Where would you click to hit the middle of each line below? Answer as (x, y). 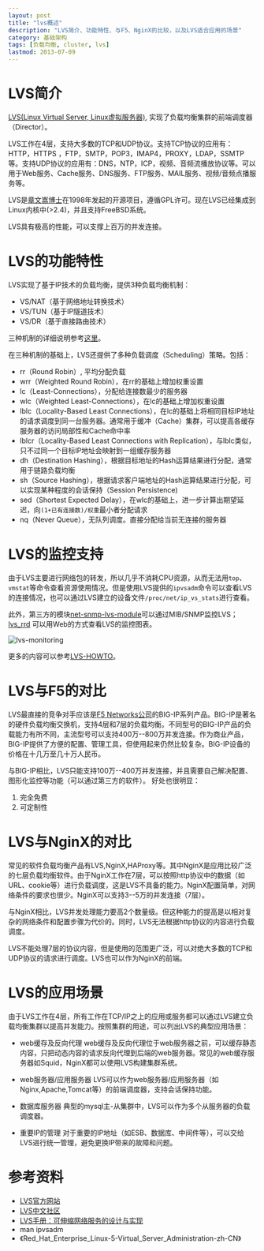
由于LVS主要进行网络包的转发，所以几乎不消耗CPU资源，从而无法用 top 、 (127, 578)
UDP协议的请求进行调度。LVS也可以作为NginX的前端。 (97, 958)
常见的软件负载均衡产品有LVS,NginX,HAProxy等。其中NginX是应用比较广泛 (130, 865)
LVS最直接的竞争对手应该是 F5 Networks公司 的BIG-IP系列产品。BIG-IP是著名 (132, 714)
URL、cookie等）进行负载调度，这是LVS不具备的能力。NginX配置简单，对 (128, 885)
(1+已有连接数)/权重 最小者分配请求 (94, 509)
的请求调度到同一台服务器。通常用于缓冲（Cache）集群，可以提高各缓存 (137, 421)
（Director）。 (30, 126)
